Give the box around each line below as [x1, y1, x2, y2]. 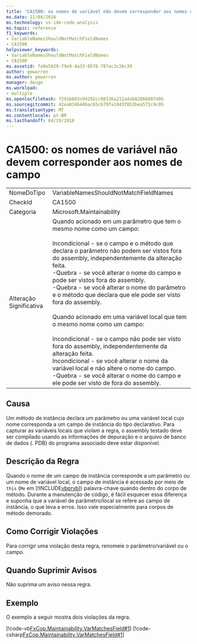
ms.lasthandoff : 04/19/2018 [6, 118, 75, 124]
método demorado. [6, 509, 53, 516]
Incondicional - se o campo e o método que [52, 239, 174, 247]
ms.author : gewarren [6, 74, 57, 80]
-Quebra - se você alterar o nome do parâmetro [52, 283, 186, 291]
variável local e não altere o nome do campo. [52, 364, 176, 373]
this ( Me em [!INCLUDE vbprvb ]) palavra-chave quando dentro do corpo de [6, 484, 186, 491]
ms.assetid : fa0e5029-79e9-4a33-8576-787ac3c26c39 [6, 63, 133, 69]
